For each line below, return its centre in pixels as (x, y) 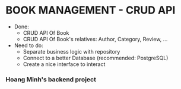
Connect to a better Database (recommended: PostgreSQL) (96, 58)
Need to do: (28, 45)
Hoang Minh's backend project (51, 79)
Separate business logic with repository (72, 51)
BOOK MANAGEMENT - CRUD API (90, 10)
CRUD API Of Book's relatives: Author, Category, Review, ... (95, 39)
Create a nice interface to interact (64, 64)
